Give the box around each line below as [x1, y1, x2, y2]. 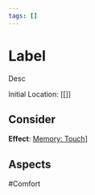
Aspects [8, 157, 52, 171]
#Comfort [8, 179, 40, 189]
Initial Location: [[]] [8, 89, 71, 99]
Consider [8, 112, 56, 126]
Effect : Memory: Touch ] [8, 134, 89, 144]
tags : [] [8, 11, 38, 20]
